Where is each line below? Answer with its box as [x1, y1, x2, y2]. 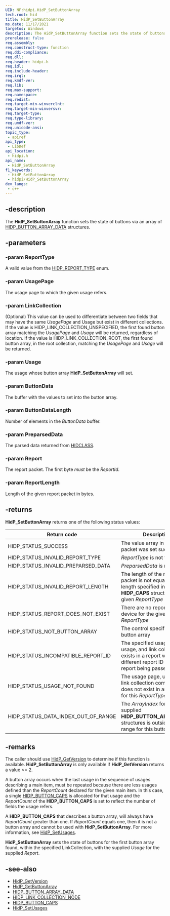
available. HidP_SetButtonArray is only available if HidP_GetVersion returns [5, 762, 164, 768]
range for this [121, 725, 153, 732]
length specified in [121, 583, 165, 590]
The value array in [121, 539, 164, 546]
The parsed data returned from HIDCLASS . [5, 443, 95, 449]
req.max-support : [5, 87, 42, 93]
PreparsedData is [121, 562, 163, 569]
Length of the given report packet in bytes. [5, 491, 95, 497]
